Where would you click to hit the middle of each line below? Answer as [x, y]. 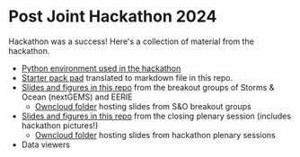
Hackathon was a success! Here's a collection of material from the [132, 41]
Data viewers [46, 144]
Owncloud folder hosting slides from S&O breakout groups [143, 106]
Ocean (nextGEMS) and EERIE [77, 97]
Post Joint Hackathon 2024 [113, 17]
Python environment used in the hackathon [101, 68]
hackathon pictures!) [60, 125]
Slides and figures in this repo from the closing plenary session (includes [156, 116]
